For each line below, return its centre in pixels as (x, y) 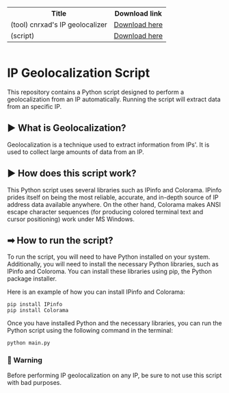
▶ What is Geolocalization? (67, 128)
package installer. (32, 279)
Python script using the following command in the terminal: (90, 331)
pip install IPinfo (35, 305)
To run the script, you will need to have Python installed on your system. (109, 257)
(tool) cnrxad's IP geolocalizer (59, 25)
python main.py (29, 343)
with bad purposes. (35, 382)
